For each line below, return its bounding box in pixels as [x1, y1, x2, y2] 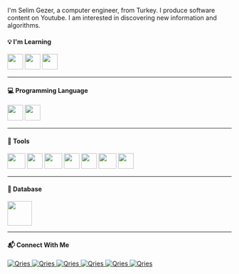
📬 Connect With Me [7, 241, 70, 249]
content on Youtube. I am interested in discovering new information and [7, 13, 217, 22]
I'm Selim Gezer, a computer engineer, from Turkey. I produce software [7, 6, 216, 14]
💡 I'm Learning [7, 37, 52, 45]
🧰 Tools [7, 137, 30, 145]
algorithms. [7, 21, 41, 29]
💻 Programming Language [7, 86, 89, 94]
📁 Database [7, 185, 43, 194]
